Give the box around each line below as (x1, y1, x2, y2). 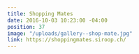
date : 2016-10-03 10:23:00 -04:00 (7, 17, 108, 24)
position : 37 (7, 23, 45, 30)
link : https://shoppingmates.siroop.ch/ (7, 36, 127, 43)
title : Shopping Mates (7, 10, 73, 18)
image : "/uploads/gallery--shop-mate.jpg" (7, 29, 133, 37)
